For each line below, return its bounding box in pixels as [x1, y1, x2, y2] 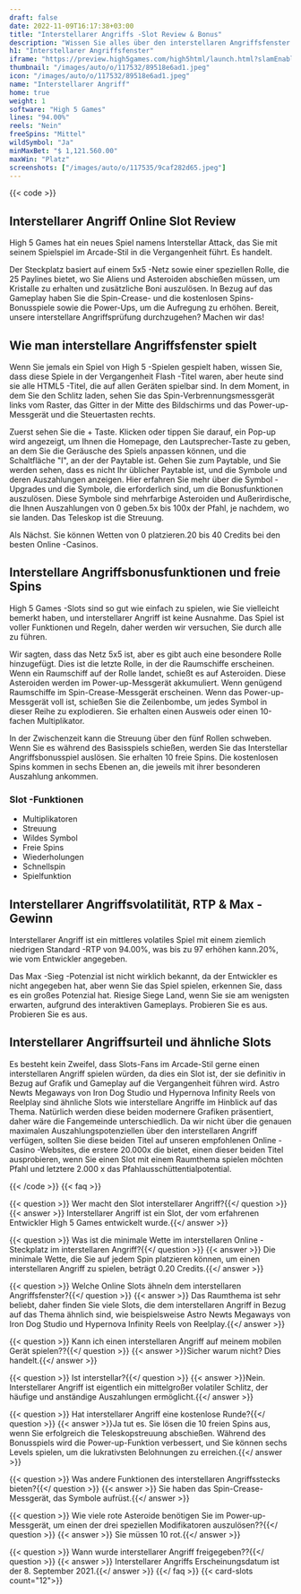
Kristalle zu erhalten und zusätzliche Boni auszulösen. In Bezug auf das [9, 283, 273, 294]
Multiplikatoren [21, 814, 78, 824]
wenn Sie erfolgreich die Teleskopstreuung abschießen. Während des [9, 1427, 266, 1438]
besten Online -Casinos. [9, 539, 99, 549]
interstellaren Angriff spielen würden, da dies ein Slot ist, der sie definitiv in [9, 1068, 287, 1079]
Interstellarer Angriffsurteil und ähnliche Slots [9, 1035, 271, 1050]
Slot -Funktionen [9, 793, 84, 806]
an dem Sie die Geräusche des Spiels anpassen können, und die [9, 445, 246, 456]
